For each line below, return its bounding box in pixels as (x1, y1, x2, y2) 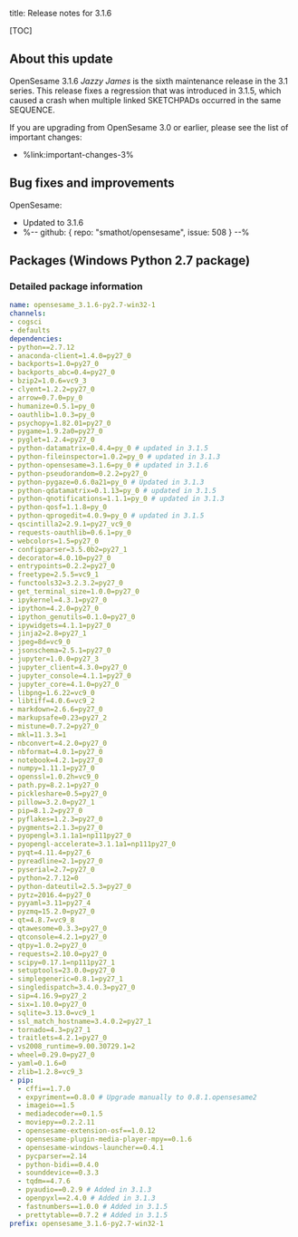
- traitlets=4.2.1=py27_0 (9, 1033, 107, 1043)
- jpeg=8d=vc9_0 (9, 638, 71, 647)
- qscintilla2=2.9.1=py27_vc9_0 (9, 520, 131, 529)
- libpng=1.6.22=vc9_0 (9, 688, 95, 697)
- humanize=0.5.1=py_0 (9, 401, 95, 411)
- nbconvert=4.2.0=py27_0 (9, 739, 107, 748)
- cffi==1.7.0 (17, 1084, 71, 1093)
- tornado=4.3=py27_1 (9, 1025, 91, 1034)
